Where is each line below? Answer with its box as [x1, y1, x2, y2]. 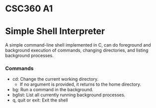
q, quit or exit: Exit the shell [12, 97, 68, 103]
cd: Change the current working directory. [12, 76, 99, 82]
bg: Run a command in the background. [12, 87, 93, 93]
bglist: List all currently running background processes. [12, 92, 126, 98]
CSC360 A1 [5, 3, 53, 14]
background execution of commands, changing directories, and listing [5, 48, 149, 54]
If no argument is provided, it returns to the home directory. [19, 81, 142, 87]
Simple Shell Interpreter [5, 26, 105, 37]
